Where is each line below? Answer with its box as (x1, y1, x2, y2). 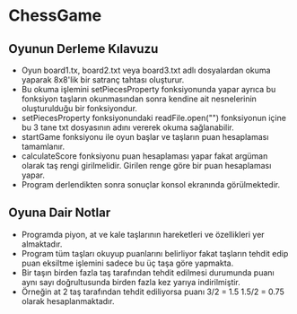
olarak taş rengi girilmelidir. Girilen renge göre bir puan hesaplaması (21, 161, 272, 170)
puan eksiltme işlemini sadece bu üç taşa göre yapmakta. (21, 257, 234, 268)
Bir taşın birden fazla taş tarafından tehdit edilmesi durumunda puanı (21, 266, 275, 278)
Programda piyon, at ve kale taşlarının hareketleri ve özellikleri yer (21, 229, 266, 240)
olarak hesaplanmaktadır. (21, 295, 115, 306)
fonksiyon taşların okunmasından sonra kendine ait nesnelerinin (21, 93, 258, 104)
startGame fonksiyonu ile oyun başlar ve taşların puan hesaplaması (21, 132, 269, 142)
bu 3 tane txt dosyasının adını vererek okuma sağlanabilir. (21, 122, 234, 133)
